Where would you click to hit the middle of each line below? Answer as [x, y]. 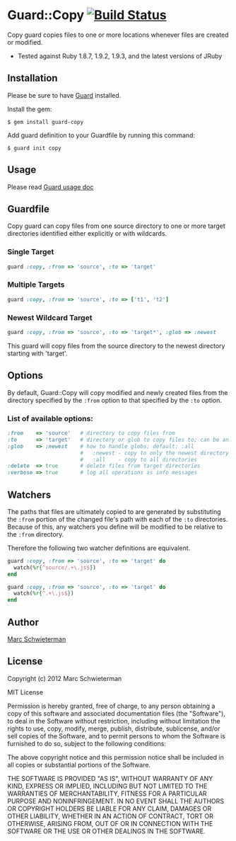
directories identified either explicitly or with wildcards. [87, 234]
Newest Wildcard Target [50, 317]
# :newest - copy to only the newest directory [155, 453]
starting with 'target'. [37, 353]
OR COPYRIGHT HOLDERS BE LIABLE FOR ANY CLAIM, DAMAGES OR [110, 808]
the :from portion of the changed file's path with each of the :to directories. [118, 519]
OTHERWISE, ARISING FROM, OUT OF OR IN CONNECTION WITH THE [110, 823]
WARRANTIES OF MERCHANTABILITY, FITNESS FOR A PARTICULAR [107, 794]
